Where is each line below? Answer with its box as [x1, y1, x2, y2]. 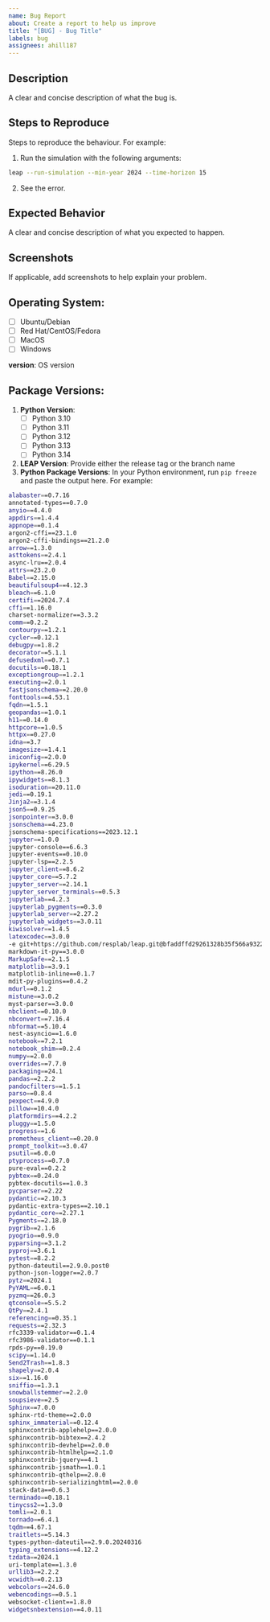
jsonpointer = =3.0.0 [8, 813, 74, 821]
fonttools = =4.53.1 [8, 693, 70, 702]
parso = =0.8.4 [8, 1090, 52, 1098]
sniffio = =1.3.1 [8, 1381, 59, 1390]
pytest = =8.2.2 [8, 1254, 56, 1263]
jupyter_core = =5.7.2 [8, 873, 78, 881]
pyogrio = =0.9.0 [8, 1232, 59, 1240]
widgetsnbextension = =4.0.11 [8, 1605, 103, 1613]
